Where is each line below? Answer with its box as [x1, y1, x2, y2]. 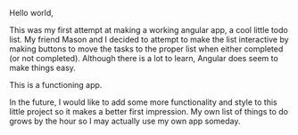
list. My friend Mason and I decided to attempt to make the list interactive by [9, 35, 289, 44]
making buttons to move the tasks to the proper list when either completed [9, 44, 284, 54]
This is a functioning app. [9, 80, 103, 90]
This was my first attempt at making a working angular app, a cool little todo [9, 25, 288, 35]
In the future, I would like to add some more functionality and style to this [9, 97, 278, 107]
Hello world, [9, 8, 54, 18]
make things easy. [9, 62, 76, 73]
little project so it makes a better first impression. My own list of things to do [9, 107, 288, 116]
